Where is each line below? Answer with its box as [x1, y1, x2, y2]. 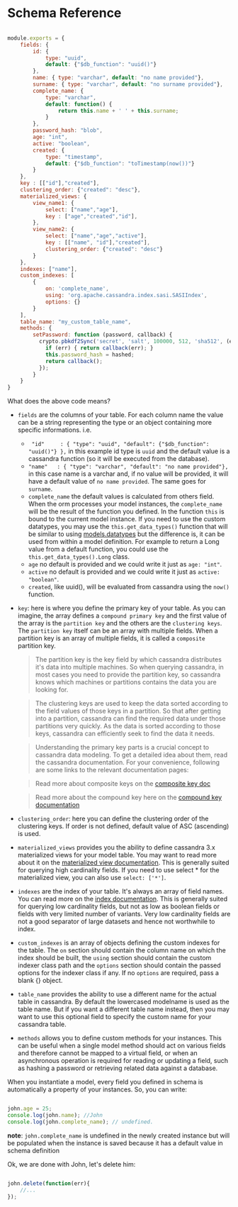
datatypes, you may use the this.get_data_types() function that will [28, 523, 228, 531]
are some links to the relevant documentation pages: [35, 766, 189, 774]
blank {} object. [17, 977, 63, 985]
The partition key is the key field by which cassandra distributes [35, 655, 222, 664]
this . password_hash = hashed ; [45, 351, 135, 358]
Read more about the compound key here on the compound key [35, 793, 222, 802]
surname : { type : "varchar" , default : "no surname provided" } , [33, 81, 223, 88]
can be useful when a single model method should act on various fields [17, 1041, 227, 1050]
